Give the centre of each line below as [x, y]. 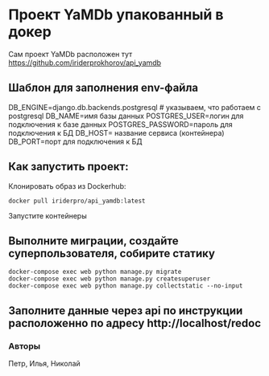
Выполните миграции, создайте [93, 241]
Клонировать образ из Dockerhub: [67, 186]
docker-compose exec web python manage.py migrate [95, 272]
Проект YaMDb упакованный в [116, 15]
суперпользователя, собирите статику [112, 253]
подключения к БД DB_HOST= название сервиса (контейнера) [116, 133]
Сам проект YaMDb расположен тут [70, 54]
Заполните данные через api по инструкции [126, 311]
